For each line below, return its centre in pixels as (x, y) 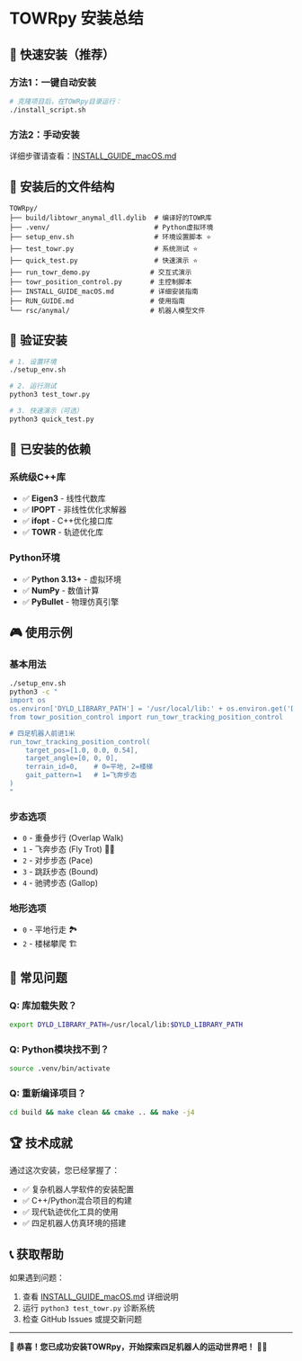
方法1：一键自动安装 (53, 82)
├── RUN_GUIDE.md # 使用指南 (98, 301)
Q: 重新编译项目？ (48, 1094)
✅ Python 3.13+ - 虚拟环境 (71, 579)
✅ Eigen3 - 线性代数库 (64, 498)
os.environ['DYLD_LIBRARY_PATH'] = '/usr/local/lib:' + (116, 709)
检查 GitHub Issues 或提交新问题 (82, 1319)
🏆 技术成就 (41, 1143)
